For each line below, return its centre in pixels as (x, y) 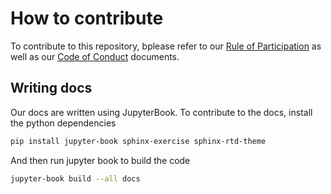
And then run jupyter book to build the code (100, 160)
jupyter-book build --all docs (75, 178)
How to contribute (87, 18)
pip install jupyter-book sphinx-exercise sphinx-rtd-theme (138, 141)
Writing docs (51, 88)
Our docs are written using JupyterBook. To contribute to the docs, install (161, 112)
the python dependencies (63, 123)
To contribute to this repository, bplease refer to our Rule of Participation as (166, 46)
